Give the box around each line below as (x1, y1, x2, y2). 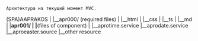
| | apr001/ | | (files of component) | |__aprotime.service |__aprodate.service (6, 22, 189, 29)
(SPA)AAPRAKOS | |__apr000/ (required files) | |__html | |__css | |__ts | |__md (6, 16, 193, 23)
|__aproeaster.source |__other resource (6, 28, 101, 35)
